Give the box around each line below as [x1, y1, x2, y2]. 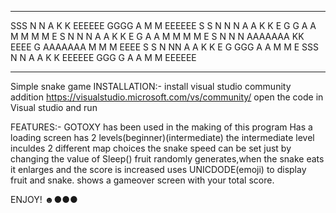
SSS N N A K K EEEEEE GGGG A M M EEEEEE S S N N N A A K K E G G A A [10, 20, 317, 31]
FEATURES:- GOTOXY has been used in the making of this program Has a [10, 121, 313, 133]
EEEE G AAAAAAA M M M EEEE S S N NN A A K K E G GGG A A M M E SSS [10, 41, 320, 53]
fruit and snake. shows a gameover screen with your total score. [10, 174, 275, 186]
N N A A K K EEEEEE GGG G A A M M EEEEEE [10, 52, 197, 63]
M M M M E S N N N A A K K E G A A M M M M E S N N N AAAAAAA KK [10, 31, 305, 42]
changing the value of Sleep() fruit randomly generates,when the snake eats [10, 153, 325, 165]
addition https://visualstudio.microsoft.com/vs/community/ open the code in [10, 91, 324, 103]
